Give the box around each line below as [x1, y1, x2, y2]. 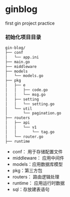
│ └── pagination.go [5, 111, 61, 116]
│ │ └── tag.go [5, 129, 55, 134]
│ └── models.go [5, 73, 43, 78]
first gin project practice [5, 20, 55, 26]
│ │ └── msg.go [5, 92, 46, 97]
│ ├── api [5, 120, 30, 125]
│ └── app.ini [5, 54, 39, 60]
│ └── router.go [5, 134, 43, 139]
